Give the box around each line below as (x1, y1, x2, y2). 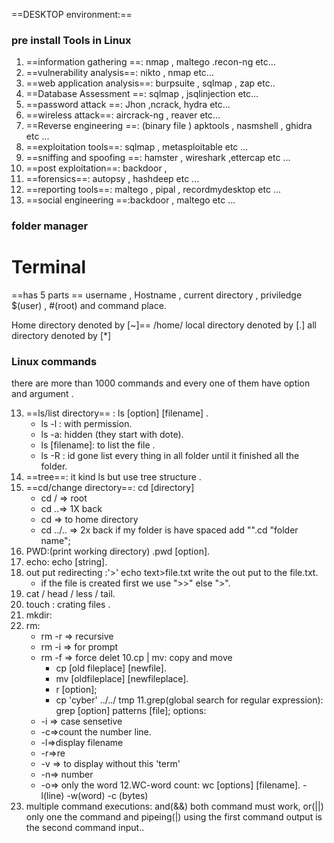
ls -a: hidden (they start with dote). (40, 429, 184, 441)
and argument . (11, 388, 74, 400)
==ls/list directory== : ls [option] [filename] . (25, 407, 209, 419)
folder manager (11, 219, 89, 233)
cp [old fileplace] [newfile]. (55, 662, 167, 674)
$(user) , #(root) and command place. (11, 300, 167, 312)
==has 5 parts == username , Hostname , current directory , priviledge (11, 289, 303, 301)
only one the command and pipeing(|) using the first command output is (25, 811, 323, 823)
